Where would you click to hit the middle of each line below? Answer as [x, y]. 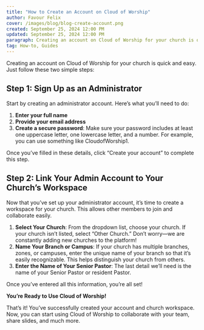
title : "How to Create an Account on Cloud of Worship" [78, 12]
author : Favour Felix [34, 18]
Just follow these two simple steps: [50, 69]
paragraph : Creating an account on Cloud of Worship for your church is [100, 40]
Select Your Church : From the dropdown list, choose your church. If [100, 227]
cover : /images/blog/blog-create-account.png [65, 23]
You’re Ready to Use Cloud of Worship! [56, 296]
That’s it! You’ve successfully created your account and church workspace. [100, 308]
